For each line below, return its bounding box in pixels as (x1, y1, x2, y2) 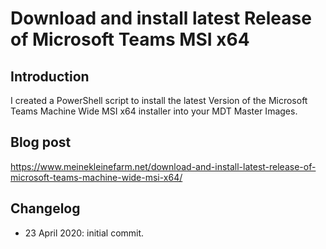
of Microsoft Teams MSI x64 (10, 28, 250, 51)
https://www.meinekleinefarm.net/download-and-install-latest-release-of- (10, 160, 317, 172)
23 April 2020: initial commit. (24, 227, 145, 239)
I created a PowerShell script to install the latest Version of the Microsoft (10, 95, 308, 106)
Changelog (10, 200, 81, 217)
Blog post (10, 134, 72, 151)
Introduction (10, 68, 90, 85)
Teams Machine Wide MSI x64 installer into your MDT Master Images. (10, 105, 298, 117)
